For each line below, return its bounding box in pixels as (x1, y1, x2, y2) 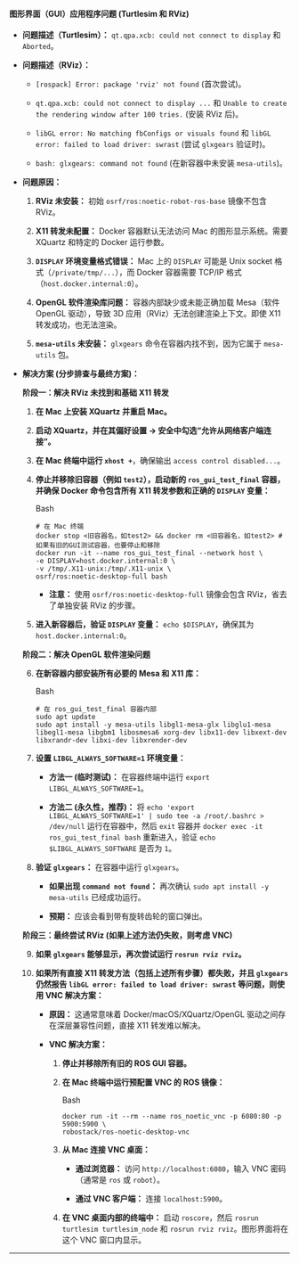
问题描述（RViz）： (21, 60, 91, 70)
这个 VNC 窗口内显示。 (61, 1234, 147, 1245)
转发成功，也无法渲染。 (35, 319, 122, 330)
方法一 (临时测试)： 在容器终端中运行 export (48, 772, 211, 783)
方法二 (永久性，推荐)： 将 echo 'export (48, 802, 196, 813)
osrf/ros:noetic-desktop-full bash (35, 572, 167, 581)
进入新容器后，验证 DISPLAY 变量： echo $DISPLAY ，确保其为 (35, 619, 255, 630)
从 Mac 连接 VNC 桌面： (61, 1144, 151, 1155)
